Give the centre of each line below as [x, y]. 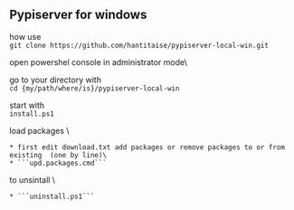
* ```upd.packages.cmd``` [58, 163]
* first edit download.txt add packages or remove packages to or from [147, 147]
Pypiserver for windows [78, 15]
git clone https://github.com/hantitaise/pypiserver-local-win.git [139, 45]
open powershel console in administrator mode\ [99, 62]
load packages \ [39, 130]
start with [27, 105]
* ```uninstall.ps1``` [52, 196]
